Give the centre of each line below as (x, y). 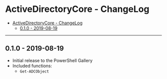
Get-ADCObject (34, 71)
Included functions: (32, 66)
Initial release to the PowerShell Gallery (52, 60)
